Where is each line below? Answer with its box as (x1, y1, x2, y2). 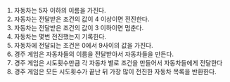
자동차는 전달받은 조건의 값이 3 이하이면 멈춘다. (13, 24, 144, 32)
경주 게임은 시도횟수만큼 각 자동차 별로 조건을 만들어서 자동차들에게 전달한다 (13, 59, 223, 67)
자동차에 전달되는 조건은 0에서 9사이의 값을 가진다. (13, 41, 153, 49)
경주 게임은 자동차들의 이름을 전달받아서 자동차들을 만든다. (13, 50, 174, 58)
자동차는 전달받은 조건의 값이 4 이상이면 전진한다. (13, 15, 150, 23)
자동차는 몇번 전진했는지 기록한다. (13, 32, 107, 41)
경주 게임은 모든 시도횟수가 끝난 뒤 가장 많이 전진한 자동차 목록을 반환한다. (13, 67, 217, 76)
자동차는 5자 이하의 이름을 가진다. (13, 6, 107, 14)
